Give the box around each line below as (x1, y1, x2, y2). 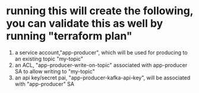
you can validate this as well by (6, 17, 163, 30)
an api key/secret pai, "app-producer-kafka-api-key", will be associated (14, 74, 191, 81)
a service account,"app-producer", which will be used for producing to (14, 49, 188, 56)
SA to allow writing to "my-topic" (14, 68, 95, 75)
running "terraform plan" (6, 30, 132, 43)
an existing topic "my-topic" (14, 55, 84, 62)
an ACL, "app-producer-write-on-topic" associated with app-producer (14, 61, 188, 69)
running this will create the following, (6, 4, 194, 18)
